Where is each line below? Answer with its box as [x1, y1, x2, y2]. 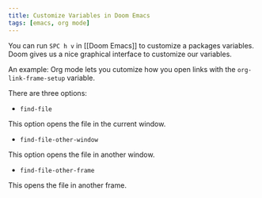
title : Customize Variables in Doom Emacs [8, 11, 150, 20]
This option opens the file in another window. [8, 150, 155, 159]
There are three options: [8, 88, 87, 97]
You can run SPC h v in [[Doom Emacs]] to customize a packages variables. [8, 40, 255, 50]
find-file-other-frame [19, 166, 95, 174]
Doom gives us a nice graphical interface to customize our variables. [8, 49, 232, 59]
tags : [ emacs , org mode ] [8, 19, 90, 27]
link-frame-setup [8, 74, 66, 82]
